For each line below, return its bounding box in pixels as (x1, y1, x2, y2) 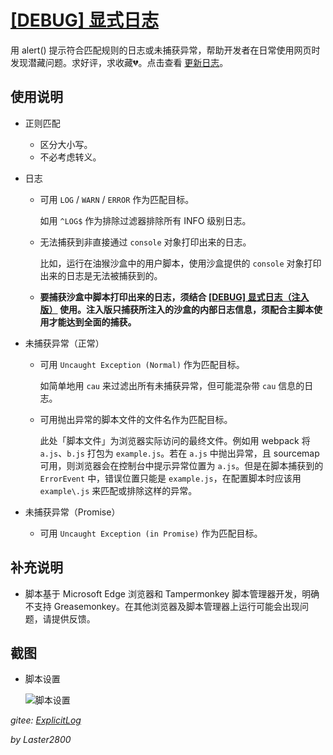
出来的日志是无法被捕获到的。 (39, 269, 163, 281)
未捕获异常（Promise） (24, 506, 121, 518)
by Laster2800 (10, 734, 72, 746)
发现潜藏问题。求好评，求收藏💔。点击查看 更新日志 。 (10, 56, 229, 68)
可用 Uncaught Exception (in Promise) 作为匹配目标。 (39, 527, 263, 539)
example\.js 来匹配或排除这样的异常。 (39, 484, 198, 496)
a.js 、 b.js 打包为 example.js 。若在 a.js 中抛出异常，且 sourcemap (39, 447, 320, 459)
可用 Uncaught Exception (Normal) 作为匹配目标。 (39, 358, 245, 370)
